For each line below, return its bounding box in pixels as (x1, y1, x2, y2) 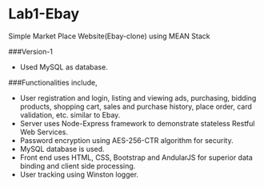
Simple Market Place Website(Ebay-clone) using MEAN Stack (8, 31, 210, 41)
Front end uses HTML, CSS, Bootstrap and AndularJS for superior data (19, 153, 254, 162)
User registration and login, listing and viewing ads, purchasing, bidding (19, 93, 257, 102)
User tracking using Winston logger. (19, 169, 138, 179)
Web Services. (19, 127, 69, 137)
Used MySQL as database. (19, 62, 108, 72)
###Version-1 (8, 46, 54, 56)
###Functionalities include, (8, 78, 98, 87)
